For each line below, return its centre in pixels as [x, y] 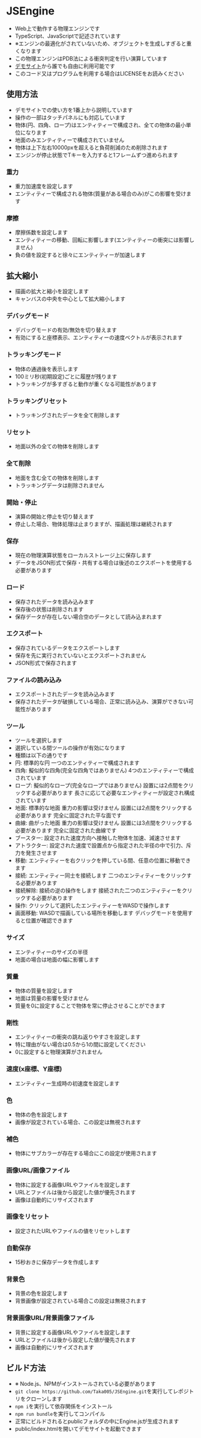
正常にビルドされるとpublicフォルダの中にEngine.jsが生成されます [97, 1421]
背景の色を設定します [41, 1293]
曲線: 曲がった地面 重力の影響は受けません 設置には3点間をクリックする [103, 823]
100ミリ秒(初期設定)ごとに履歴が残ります [66, 376]
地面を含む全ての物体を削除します [57, 478]
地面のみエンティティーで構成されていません [70, 140]
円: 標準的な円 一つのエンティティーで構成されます [77, 763]
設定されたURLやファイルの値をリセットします [73, 1231]
